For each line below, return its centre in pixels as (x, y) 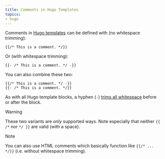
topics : (13, 14)
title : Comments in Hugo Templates (42, 10)
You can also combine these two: (39, 75)
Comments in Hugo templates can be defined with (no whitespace (73, 33)
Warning (14, 112)
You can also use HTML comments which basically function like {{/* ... (80, 146)
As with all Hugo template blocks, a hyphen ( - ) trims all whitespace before (81, 97)
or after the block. (24, 102)
